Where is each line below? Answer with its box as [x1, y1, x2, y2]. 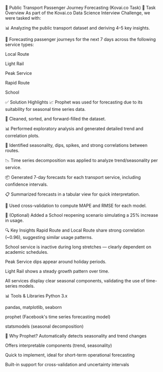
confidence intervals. [5, 181, 48, 187]
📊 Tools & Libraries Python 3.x [5, 293, 68, 299]
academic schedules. [5, 249, 48, 255]
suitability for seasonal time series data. [5, 106, 86, 112]
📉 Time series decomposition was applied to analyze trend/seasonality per [5, 158, 158, 163]
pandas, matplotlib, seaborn [5, 304, 62, 310]
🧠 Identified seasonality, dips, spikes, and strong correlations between [5, 142, 148, 148]
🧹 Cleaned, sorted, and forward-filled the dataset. [5, 116, 106, 122]
